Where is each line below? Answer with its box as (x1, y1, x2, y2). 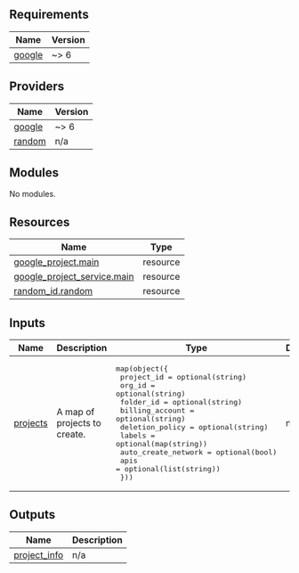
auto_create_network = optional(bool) (119, 447, 278, 457)
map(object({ (115, 364, 169, 373)
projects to (56, 417, 101, 430)
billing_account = (119, 405, 195, 415)
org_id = (119, 381, 156, 390)
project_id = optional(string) (119, 372, 247, 382)
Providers (9, 79, 65, 94)
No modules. (9, 189, 56, 200)
